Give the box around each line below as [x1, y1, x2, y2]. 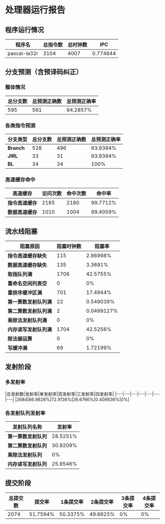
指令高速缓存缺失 [7, 253, 48, 260]
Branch [7, 145, 25, 151]
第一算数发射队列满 [7, 298, 53, 305]
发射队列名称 [12, 424, 43, 431]
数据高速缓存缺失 [7, 262, 48, 268]
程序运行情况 [5, 26, 44, 34]
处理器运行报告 [5, 4, 66, 16]
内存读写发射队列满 [7, 326, 53, 333]
